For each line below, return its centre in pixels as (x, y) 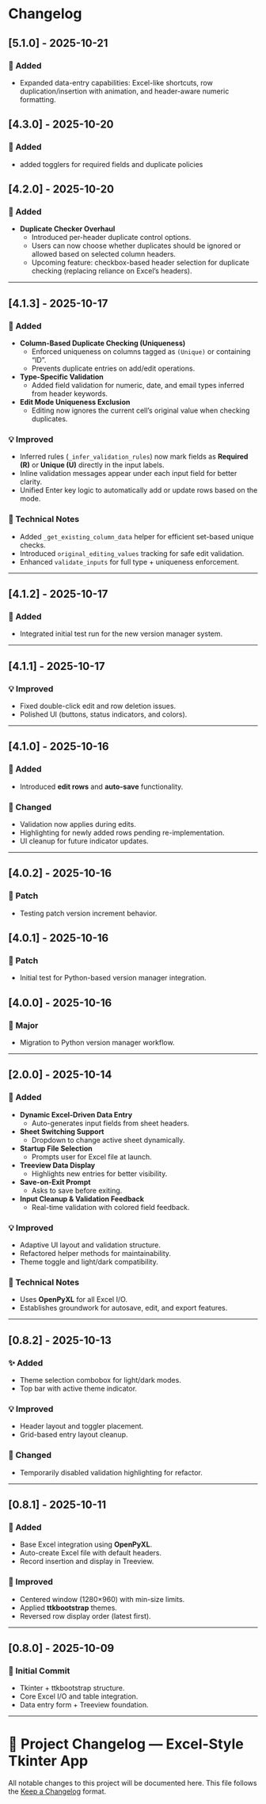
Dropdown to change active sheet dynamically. (108, 1140)
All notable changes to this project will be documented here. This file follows (133, 1783)
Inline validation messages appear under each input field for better (128, 474)
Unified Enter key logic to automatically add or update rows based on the (139, 490)
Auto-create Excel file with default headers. (91, 1553)
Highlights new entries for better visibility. (99, 1174)
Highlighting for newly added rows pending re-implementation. (122, 832)
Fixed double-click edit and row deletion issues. (98, 706)
